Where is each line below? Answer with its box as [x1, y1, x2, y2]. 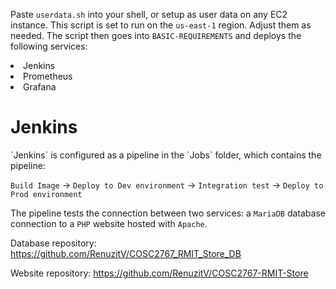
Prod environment [10, 189, 83, 199]
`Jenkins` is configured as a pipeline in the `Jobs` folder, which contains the [10, 149, 322, 161]
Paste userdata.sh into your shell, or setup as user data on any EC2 [10, 9, 288, 20]
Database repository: [10, 237, 97, 249]
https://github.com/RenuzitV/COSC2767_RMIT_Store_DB [10, 247, 242, 259]
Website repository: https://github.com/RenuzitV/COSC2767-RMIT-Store [10, 267, 309, 279]
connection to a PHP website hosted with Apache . [10, 217, 208, 229]
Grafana [23, 81, 57, 93]
